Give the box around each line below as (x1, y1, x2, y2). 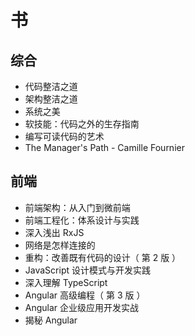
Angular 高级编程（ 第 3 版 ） (24, 289, 146, 301)
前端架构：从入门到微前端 (24, 201, 131, 213)
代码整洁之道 (24, 81, 78, 92)
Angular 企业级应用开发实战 (24, 301, 140, 313)
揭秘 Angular (24, 314, 78, 326)
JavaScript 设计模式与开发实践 (24, 264, 151, 276)
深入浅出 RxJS (24, 226, 85, 238)
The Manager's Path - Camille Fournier (24, 142, 185, 153)
